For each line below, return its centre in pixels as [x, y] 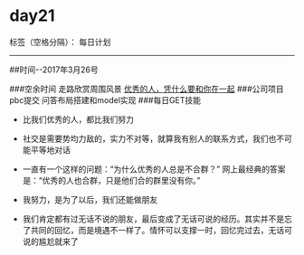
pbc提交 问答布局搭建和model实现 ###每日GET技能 [105, 99]
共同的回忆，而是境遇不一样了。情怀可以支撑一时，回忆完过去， [149, 230]
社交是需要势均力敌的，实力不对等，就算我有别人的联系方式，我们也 [149, 138]
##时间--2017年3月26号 [54, 70]
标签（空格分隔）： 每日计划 [60, 42]
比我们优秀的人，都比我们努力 [78, 119]
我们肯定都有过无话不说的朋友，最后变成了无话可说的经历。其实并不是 [153, 219]
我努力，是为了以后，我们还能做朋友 [90, 199]
